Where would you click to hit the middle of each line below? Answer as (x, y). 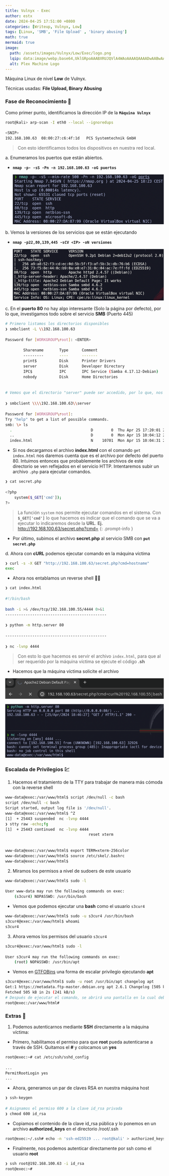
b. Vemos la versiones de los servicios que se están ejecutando (71, 232)
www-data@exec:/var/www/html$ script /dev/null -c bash (65, 798)
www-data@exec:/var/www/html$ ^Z (40, 813)
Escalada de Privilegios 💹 (37, 769)
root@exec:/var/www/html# (32, 1003)
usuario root (25, 1153)
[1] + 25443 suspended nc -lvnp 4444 (47, 819)
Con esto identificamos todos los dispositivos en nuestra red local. (87, 148)
